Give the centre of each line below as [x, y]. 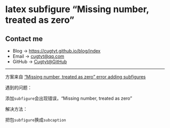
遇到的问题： [18, 88]
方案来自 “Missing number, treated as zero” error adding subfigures [75, 77]
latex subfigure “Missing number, [77, 9]
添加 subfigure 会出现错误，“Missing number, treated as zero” [69, 98]
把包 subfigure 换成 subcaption [36, 120]
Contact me [24, 39]
